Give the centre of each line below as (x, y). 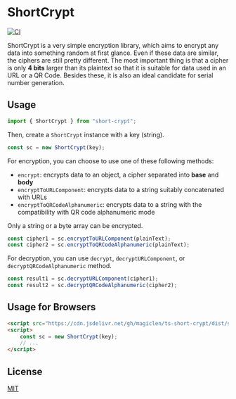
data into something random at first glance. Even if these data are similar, (113, 53)
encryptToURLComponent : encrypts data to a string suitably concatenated (121, 189)
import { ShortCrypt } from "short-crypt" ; (72, 121)
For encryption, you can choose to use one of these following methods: (111, 161)
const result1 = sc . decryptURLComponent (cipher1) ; (83, 279)
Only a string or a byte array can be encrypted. (75, 225)
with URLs (32, 197)
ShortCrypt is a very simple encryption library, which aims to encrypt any (113, 45)
